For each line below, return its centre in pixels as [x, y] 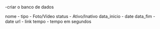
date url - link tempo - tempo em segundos [48, 22]
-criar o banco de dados [30, 7]
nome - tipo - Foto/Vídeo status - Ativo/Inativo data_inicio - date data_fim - [80, 16]
